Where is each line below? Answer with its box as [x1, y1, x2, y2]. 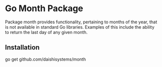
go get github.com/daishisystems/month [5, 56, 86, 62]
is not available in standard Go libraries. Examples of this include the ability [5, 24, 155, 30]
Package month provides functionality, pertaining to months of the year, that [5, 19, 158, 25]
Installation [5, 43, 40, 51]
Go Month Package [5, 3, 83, 14]
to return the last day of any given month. [5, 29, 88, 35]
